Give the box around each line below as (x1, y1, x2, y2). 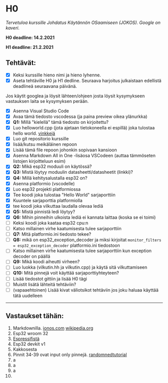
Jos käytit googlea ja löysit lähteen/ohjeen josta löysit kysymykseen (5, 93, 145, 99)
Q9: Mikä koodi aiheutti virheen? (12, 259, 80, 265)
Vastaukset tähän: (5, 312, 64, 320)
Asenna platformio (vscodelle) (12, 180, 75, 186)
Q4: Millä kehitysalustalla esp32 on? (12, 175, 88, 181)
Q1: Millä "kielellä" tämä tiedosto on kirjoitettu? (12, 119, 109, 125)
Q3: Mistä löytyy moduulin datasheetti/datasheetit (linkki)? (12, 169, 134, 175)
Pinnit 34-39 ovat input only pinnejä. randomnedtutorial (12, 352, 127, 358)
